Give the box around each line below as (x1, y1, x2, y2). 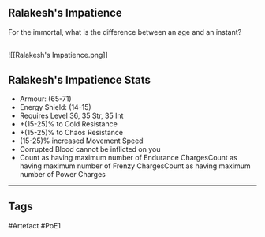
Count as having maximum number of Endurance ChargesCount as (19, 153, 238, 163)
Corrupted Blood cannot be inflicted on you (19, 145, 161, 154)
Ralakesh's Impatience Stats (8, 73, 151, 86)
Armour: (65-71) (19, 94, 73, 103)
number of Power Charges (19, 170, 106, 179)
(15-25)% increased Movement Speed (19, 136, 144, 145)
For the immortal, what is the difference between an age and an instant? (8, 27, 242, 36)
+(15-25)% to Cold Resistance (19, 119, 118, 129)
